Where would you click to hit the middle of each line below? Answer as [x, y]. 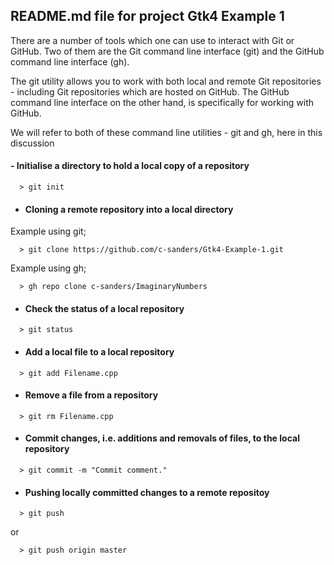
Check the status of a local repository [104, 308]
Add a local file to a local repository [99, 352]
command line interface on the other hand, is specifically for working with [162, 102]
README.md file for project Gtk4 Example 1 [147, 16]
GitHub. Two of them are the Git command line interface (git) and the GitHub [167, 51]
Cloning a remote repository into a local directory [129, 209]
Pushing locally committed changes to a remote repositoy [147, 492]
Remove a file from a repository [91, 395]
